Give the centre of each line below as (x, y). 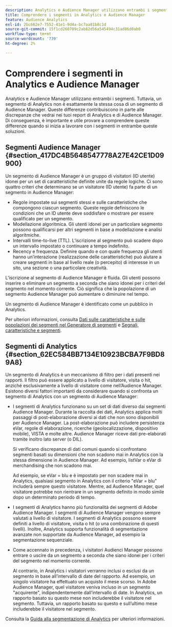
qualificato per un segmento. (43, 218)
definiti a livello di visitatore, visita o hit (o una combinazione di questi (86, 524)
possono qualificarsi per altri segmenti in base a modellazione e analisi (87, 230)
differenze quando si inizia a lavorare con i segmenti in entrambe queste (81, 126)
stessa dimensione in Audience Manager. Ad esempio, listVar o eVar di (87, 460)
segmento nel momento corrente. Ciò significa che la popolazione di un (81, 289)
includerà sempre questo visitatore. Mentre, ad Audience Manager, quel (88, 486)
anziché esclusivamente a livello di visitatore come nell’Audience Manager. (84, 386)
